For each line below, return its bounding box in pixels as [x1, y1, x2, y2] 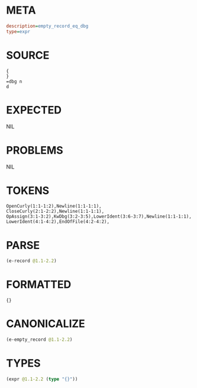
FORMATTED [6, 278, 72, 292]
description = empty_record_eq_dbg [6, 23, 89, 29]
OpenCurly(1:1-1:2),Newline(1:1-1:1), [6, 203, 102, 209]
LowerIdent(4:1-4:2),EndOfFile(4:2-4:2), [6, 219, 110, 225]
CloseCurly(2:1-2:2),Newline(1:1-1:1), [6, 208, 105, 215]
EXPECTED [6, 103, 62, 117]
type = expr [6, 28, 31, 34]
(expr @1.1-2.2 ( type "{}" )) [6, 376, 78, 382]
